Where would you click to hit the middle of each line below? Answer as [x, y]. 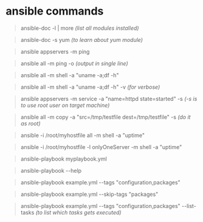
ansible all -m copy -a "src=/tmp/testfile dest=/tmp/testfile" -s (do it [105, 117]
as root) [30, 123]
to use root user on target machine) [65, 105]
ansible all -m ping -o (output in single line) [74, 63]
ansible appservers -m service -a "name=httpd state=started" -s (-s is [109, 99]
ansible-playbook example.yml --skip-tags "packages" [89, 194]
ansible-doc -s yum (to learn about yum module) [82, 40]
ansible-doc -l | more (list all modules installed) [80, 28]
